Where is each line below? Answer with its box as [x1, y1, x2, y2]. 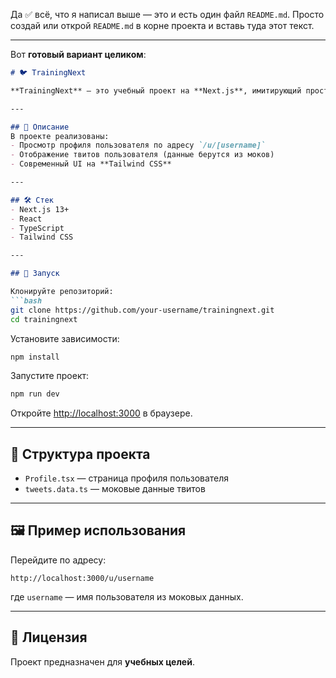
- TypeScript [10, 223, 65, 233]
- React [10, 214, 43, 224]
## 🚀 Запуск [10, 269, 60, 279]
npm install [10, 352, 60, 362]
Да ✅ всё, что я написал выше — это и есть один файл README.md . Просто [10, 9, 325, 20]
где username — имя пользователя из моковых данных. [10, 590, 244, 603]
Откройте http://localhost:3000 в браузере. [10, 407, 193, 419]
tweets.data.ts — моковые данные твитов [24, 483, 206, 495]
